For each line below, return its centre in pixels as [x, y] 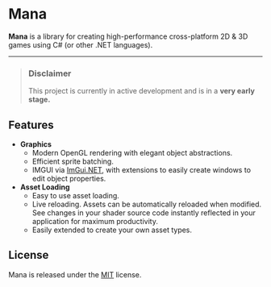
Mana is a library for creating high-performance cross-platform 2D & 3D [128, 36]
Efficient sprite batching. [73, 161]
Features [31, 125]
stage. [39, 100]
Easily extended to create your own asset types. [112, 230]
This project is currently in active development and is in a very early [142, 91]
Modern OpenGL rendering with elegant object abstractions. [132, 153]
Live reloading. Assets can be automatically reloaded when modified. [147, 204]
